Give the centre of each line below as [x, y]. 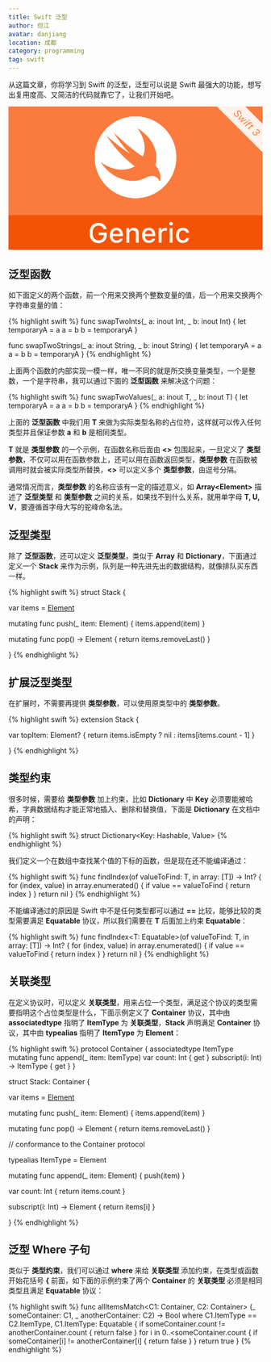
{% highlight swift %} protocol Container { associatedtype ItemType [121, 1049]
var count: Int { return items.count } [67, 1191]
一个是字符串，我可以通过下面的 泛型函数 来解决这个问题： [120, 381]
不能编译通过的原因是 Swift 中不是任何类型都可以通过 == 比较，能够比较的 [131, 910]
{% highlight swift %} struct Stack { [67, 593]
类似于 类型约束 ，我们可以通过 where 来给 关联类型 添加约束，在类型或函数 [134, 1271]
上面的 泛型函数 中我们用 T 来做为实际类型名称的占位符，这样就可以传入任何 [135, 422]
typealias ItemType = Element [58, 1159]
